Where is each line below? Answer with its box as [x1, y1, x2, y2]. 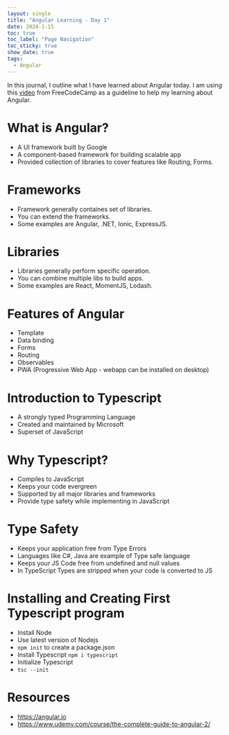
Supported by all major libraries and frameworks [17, 490, 156, 498]
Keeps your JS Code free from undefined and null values [17, 559, 180, 568]
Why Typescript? [7, 452, 109, 468]
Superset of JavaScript [17, 428, 83, 436]
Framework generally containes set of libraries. [17, 205, 153, 213]
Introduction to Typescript [7, 390, 162, 406]
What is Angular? [7, 119, 109, 135]
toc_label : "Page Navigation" [7, 36, 95, 43]
